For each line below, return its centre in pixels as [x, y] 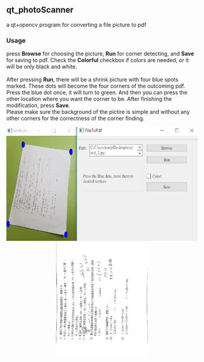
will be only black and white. [42, 67]
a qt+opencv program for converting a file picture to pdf [76, 24]
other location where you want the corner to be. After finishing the [89, 99]
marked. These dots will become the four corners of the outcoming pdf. [96, 86]
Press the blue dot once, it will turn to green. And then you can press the [97, 92]
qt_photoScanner [40, 10]
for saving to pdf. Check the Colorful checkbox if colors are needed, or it [98, 60]
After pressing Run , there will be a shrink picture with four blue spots [92, 80]
